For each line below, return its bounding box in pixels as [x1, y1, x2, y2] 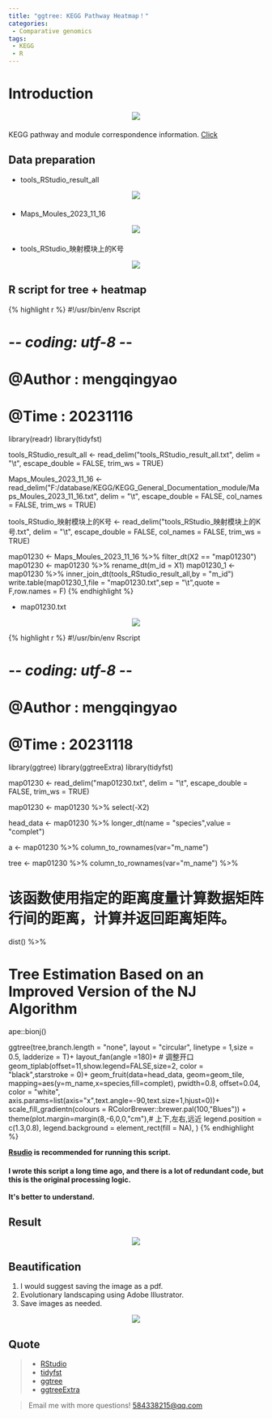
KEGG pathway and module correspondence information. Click [8, 129, 219, 139]
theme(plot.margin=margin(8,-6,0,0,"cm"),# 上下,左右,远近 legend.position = [8, 1114, 262, 1124]
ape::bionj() [8, 1027, 47, 1037]
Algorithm [8, 1000, 78, 1019]
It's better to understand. [8, 1192, 96, 1201]
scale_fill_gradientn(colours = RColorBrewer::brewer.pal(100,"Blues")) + [8, 1105, 247, 1114]
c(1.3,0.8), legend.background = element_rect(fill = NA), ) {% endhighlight [8, 1123, 254, 1133]
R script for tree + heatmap [8, 283, 147, 297]
